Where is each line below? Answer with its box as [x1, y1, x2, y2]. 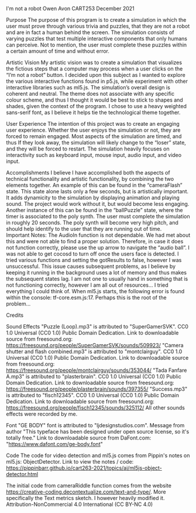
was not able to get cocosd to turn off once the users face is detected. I [6, 250, 179, 257]
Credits [6, 311, 24, 318]
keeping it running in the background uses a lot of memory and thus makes [6, 269, 187, 276]
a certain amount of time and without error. [6, 48, 110, 55]
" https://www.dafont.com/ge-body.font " [6, 441, 104, 447]
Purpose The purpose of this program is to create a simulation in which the [6, 16, 187, 23]
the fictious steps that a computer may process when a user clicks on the [6, 65, 183, 72]
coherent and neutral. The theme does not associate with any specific [6, 90, 174, 97]
